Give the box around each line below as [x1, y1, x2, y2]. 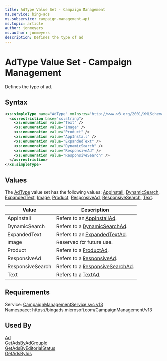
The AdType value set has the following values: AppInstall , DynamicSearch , [5, 189, 160, 195]
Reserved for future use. [56, 239, 113, 245]
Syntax [5, 98, 28, 107]
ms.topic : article [5, 21, 43, 26]
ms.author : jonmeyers [5, 30, 50, 35]
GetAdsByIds [5, 350, 32, 356]
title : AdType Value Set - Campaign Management [5, 7, 106, 12]
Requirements [5, 288, 50, 297]
